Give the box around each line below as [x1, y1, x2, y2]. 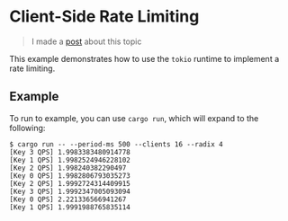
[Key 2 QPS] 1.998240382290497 [9, 164, 127, 172]
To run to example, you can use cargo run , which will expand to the [9, 112, 259, 123]
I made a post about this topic [31, 36, 142, 47]
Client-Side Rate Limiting [9, 6, 200, 27]
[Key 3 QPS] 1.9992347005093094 [9, 187, 130, 196]
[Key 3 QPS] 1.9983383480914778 [9, 147, 130, 156]
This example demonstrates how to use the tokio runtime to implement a [9, 53, 280, 64]
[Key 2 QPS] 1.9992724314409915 [9, 179, 130, 188]
